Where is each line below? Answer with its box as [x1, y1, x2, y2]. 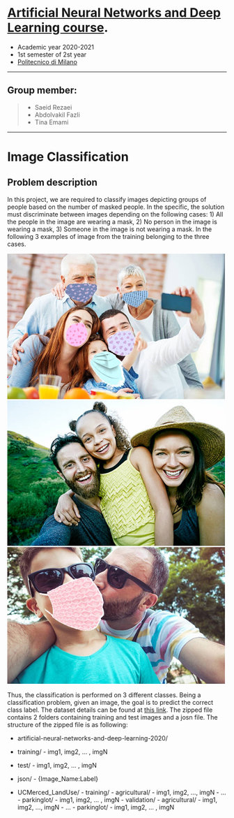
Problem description [7, 177, 97, 189]
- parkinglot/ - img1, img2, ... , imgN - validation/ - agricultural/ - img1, [17, 796, 218, 804]
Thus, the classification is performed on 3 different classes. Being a [7, 691, 201, 699]
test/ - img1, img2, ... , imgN [17, 761, 97, 770]
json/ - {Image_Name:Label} [17, 775, 99, 783]
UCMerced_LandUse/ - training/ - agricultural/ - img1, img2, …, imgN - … [17, 788, 226, 797]
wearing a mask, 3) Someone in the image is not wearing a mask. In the [7, 225, 212, 233]
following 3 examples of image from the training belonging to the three [7, 232, 210, 240]
